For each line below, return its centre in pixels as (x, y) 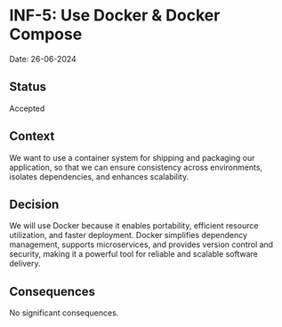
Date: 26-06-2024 (43, 59)
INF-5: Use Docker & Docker (115, 16)
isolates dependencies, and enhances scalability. (99, 176)
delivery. (25, 264)
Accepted (27, 108)
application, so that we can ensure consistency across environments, (136, 167)
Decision (34, 204)
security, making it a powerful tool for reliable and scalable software (133, 254)
